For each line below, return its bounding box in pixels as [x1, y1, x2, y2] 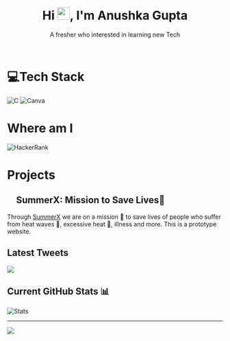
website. [7, 227, 31, 235]
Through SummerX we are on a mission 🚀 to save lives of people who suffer [7, 213, 221, 221]
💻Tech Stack [7, 69, 85, 85]
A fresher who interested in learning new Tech [49, 30, 181, 38]
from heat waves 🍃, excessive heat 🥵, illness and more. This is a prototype [7, 220, 217, 228]
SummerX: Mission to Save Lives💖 [16, 194, 166, 206]
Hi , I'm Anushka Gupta [42, 8, 188, 23]
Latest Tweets [7, 247, 69, 259]
